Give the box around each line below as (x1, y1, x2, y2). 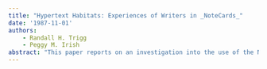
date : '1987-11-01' (8, 19, 73, 27)
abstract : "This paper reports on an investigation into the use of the (8, 48, 254, 56)
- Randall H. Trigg (22, 33, 87, 42)
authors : (8, 26, 37, 34)
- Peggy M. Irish (22, 41, 80, 49)
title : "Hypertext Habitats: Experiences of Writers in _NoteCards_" (8, 11, 244, 20)
